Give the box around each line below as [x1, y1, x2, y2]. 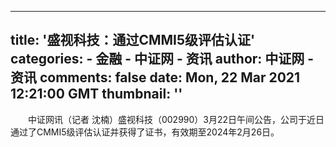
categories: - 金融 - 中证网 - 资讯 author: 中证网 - [10, 51, 315, 68]
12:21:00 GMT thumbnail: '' [10, 86, 183, 103]
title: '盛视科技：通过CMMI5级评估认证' [10, 32, 256, 49]
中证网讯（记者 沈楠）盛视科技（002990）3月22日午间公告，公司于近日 [27, 113, 325, 125]
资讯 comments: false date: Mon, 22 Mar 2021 [10, 69, 301, 86]
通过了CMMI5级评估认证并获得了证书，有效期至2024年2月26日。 [10, 126, 280, 138]
